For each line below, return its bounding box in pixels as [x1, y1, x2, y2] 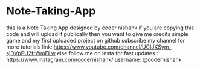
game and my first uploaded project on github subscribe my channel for [6, 37, 185, 44]
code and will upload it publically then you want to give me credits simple [6, 30, 189, 37]
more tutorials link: [6, 43, 53, 50]
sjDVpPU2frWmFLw [6, 49, 56, 56]
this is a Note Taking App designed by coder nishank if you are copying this [6, 24, 195, 31]
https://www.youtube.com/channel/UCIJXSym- [53, 43, 172, 50]
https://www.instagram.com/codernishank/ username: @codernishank [6, 56, 182, 63]
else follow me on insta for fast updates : [57, 49, 158, 56]
